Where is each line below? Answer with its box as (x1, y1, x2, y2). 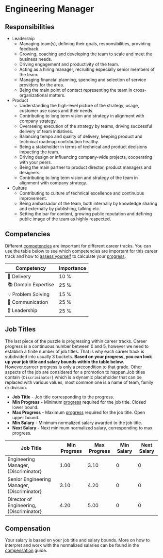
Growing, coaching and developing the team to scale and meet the (19, 51, 153, 57)
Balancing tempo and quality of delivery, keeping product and (19, 133, 143, 139)
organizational (19, 92, 48, 98)
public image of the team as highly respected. (19, 216, 111, 222)
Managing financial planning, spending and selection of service (19, 77, 147, 82)
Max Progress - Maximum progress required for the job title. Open (12, 409, 146, 415)
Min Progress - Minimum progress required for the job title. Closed (12, 399, 147, 405)
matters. (49, 92, 65, 98)
